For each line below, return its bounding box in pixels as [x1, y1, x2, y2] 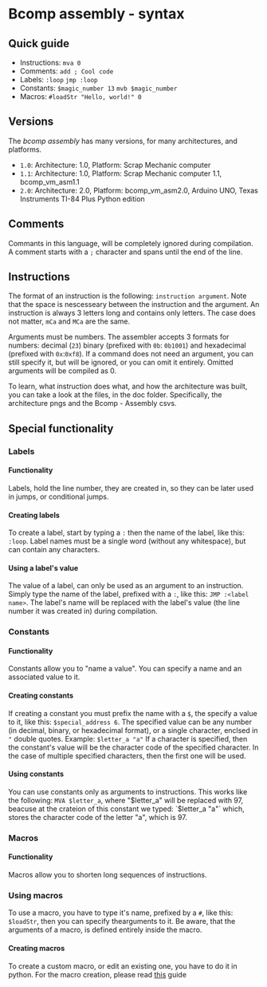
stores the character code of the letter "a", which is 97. [8, 812, 187, 822]
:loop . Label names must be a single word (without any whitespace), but [8, 536, 246, 546]
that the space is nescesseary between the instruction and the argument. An [8, 300, 260, 309]
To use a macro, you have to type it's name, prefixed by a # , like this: [8, 908, 234, 917]
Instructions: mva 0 [19, 58, 81, 67]
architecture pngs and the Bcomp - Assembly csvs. [8, 399, 177, 408]
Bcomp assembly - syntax [8, 5, 185, 23]
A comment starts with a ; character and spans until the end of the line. [8, 247, 243, 257]
